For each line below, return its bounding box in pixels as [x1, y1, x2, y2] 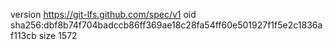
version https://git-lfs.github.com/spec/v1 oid [10, 9, 197, 20]
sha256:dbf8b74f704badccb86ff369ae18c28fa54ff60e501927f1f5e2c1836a [10, 19, 323, 31]
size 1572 [38, 30, 78, 41]
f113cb [10, 30, 37, 41]
